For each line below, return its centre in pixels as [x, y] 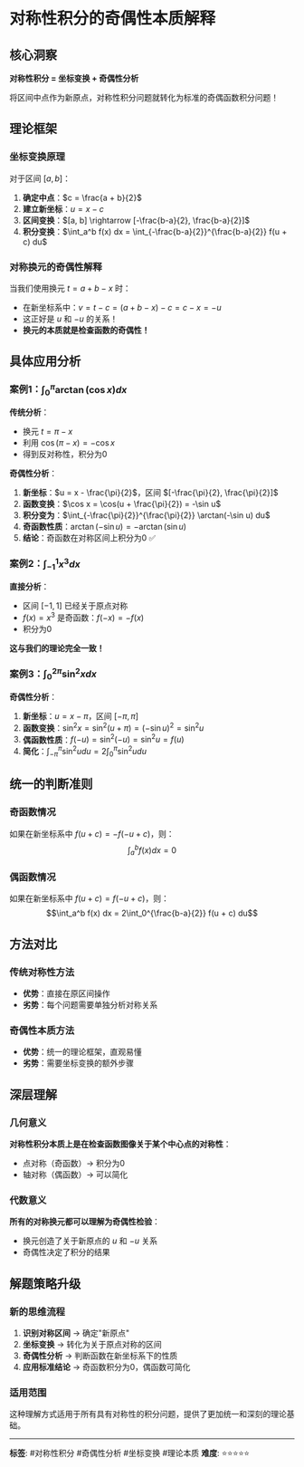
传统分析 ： [29, 412]
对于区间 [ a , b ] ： [40, 178]
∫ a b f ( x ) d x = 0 [152, 850]
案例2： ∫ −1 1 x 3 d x [45, 564]
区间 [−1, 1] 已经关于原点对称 [75, 606]
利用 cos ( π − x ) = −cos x [69, 443]
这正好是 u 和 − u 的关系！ [70, 319]
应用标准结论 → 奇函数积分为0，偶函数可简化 [106, 1366]
